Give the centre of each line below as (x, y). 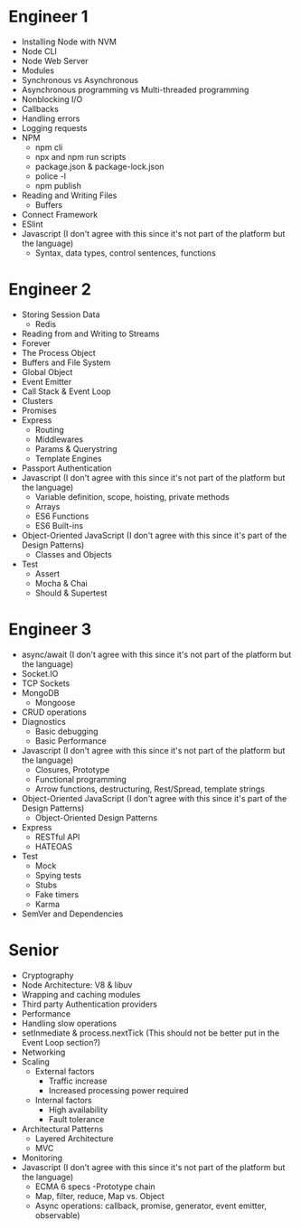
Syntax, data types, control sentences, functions (125, 253)
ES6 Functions (62, 516)
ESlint (32, 224)
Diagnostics (44, 721)
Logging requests (54, 127)
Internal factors (63, 1100)
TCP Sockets (46, 683)
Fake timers (56, 894)
